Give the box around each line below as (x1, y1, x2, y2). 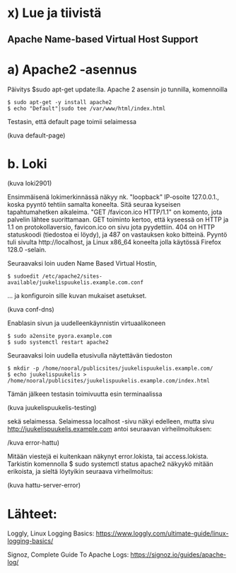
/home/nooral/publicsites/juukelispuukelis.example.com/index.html (7, 378, 211, 385)
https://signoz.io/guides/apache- (130, 550, 227, 559)
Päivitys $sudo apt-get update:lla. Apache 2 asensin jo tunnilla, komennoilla (7, 85, 228, 93)
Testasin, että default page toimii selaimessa (7, 117, 136, 125)
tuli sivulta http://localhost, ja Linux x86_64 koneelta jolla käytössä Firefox (7, 238, 221, 246)
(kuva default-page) (7, 131, 66, 140)
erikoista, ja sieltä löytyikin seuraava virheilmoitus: (7, 467, 153, 476)
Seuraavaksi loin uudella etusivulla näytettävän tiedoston (7, 351, 173, 360)
